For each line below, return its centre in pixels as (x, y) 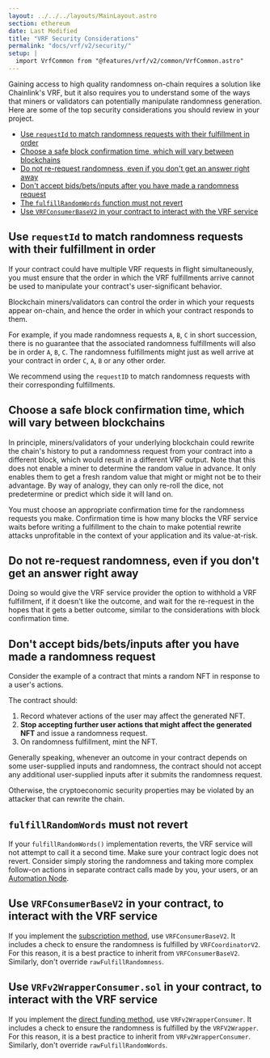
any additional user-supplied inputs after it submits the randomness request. (135, 775)
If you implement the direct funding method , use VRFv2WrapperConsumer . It (130, 1019)
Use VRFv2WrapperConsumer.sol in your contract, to (135, 987)
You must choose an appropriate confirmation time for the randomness (127, 510)
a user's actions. (36, 685)
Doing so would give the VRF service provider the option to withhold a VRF (133, 593)
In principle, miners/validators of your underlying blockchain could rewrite (131, 442)
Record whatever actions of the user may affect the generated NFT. (133, 716)
